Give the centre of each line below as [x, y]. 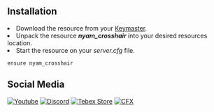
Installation [32, 11]
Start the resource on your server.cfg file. [76, 50]
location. [20, 43]
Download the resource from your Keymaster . [82, 28]
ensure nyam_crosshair [40, 63]
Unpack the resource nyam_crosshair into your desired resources [112, 35]
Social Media [36, 85]
